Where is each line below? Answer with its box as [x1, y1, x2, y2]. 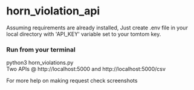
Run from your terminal [6, 45, 76, 53]
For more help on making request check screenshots [6, 77, 138, 85]
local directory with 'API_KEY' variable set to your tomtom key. [6, 30, 161, 37]
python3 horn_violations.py [6, 59, 74, 67]
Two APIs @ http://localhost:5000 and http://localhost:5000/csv [6, 65, 166, 73]
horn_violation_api [6, 4, 100, 18]
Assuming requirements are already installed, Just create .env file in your [6, 24, 189, 31]
